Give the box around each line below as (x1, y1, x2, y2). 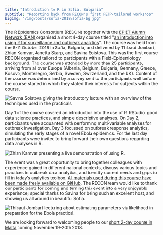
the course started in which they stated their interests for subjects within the (5, 81, 158, 87)
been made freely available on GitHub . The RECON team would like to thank (5, 180, 157, 186)
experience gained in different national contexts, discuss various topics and (5, 165, 157, 171)
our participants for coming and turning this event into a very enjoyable (5, 185, 147, 191)
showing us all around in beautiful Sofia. (5, 196, 86, 202)
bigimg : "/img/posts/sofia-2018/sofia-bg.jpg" (5, 16, 101, 21)
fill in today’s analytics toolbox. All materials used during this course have (5, 175, 152, 181)
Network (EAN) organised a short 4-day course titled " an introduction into (5, 34, 153, 40)
